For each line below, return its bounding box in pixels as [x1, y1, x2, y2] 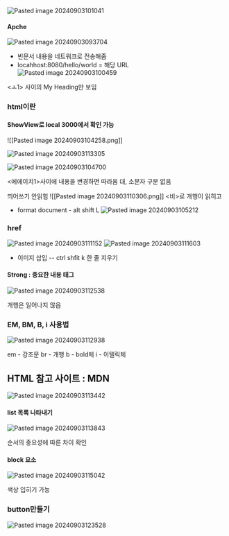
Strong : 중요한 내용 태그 [7, 270, 74, 279]
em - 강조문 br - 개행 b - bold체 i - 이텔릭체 [7, 350, 126, 358]
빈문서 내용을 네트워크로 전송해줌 [17, 52, 107, 60]
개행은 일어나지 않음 [7, 300, 61, 309]
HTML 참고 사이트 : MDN [7, 372, 110, 384]
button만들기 [7, 505, 50, 515]
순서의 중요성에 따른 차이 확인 [7, 438, 87, 447]
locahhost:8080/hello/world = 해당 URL [17, 61, 130, 69]
